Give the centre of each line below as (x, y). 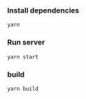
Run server (26, 43)
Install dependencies (43, 10)
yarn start (23, 57)
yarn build (23, 89)
